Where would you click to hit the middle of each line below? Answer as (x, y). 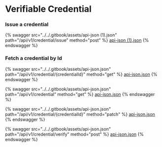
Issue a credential (27, 25)
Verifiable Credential (49, 9)
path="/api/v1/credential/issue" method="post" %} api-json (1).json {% (77, 40)
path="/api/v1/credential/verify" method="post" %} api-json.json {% (75, 134)
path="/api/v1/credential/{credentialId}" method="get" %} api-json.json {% (81, 74)
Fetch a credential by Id (34, 59)
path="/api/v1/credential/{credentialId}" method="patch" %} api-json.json (80, 114)
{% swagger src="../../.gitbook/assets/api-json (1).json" (61, 35)
